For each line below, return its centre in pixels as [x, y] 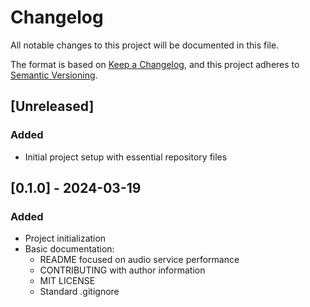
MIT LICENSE [67, 281]
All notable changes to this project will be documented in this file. [145, 45]
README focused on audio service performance [139, 260]
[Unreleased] [52, 106]
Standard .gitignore [79, 292]
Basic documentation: [69, 249]
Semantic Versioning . [54, 75]
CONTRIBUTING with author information [122, 270]
